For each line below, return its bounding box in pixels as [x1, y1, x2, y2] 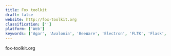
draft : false [5, 12, 33, 17]
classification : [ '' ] [5, 21, 52, 27]
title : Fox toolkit [5, 7, 47, 13]
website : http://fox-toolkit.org [5, 17, 77, 22]
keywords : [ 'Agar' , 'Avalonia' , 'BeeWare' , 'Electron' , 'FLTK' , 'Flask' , [5, 31, 167, 36]
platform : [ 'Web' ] [5, 26, 45, 32]
